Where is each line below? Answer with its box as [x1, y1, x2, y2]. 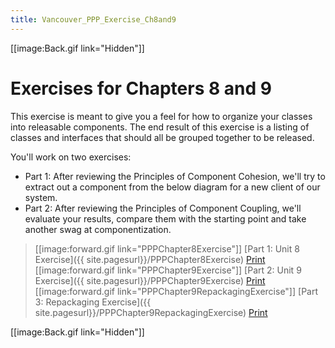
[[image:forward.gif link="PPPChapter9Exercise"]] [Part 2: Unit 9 [34, 264, 302, 276]
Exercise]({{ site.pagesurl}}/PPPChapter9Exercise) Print [34, 274, 266, 286]
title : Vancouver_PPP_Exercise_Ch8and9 [10, 14, 177, 25]
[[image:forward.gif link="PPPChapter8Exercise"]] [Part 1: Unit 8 [34, 242, 300, 255]
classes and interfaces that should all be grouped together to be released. [10, 131, 315, 143]
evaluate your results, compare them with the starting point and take [24, 212, 307, 225]
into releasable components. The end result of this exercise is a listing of [10, 121, 310, 133]
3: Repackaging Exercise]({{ [34, 296, 152, 308]
